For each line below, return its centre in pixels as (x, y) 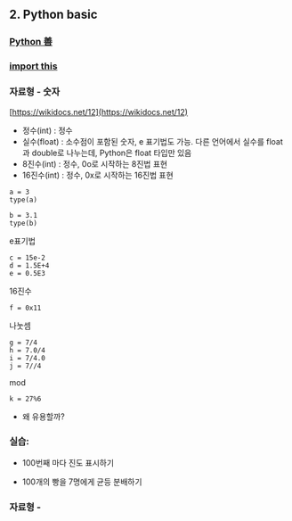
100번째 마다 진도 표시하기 (68, 462)
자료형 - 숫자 (35, 92)
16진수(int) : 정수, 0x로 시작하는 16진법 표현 (97, 175)
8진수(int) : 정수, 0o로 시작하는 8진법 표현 (94, 163)
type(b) (24, 223)
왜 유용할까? (43, 416)
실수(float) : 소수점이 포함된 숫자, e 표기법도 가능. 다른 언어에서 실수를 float (152, 141)
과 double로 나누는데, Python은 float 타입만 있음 (107, 153)
